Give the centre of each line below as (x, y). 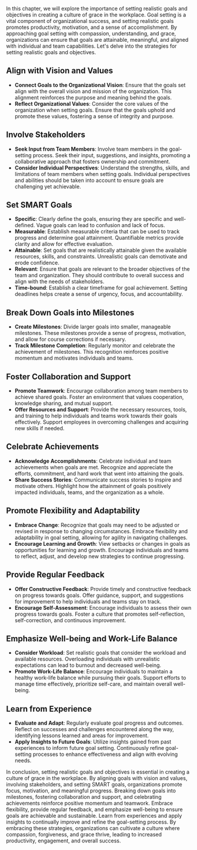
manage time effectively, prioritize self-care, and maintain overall (93, 684)
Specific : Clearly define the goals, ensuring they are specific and (94, 219)
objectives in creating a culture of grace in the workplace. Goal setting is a (96, 15)
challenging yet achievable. (48, 186)
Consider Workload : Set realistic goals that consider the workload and (100, 653)
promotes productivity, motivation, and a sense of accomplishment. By (92, 27)
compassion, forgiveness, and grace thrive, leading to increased (84, 835)
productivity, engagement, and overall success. (64, 841)
